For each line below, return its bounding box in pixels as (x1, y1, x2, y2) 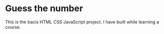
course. (5, 24, 21, 30)
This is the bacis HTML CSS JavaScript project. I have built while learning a (5, 19, 160, 25)
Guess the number (5, 3, 83, 14)
